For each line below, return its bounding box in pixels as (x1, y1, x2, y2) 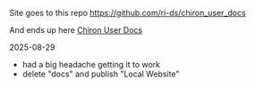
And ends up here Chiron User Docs (9, 25, 143, 35)
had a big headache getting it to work (21, 60, 161, 69)
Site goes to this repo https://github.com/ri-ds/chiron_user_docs (9, 8, 246, 18)
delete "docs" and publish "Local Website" (21, 68, 180, 79)
